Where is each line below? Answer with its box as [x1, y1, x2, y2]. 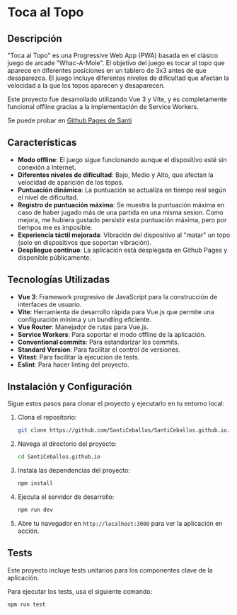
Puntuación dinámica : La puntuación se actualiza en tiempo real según [17, 185, 226, 194]
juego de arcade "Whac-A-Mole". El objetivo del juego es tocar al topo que [7, 59, 225, 67]
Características [7, 137, 77, 149]
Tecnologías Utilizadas [7, 274, 110, 286]
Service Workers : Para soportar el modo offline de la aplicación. [17, 330, 207, 338]
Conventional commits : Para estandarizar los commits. [17, 338, 180, 346]
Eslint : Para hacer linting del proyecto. [17, 360, 129, 369]
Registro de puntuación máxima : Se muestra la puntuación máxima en [17, 200, 225, 209]
